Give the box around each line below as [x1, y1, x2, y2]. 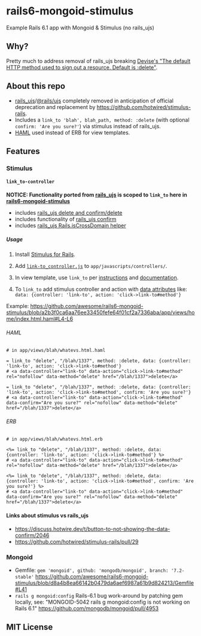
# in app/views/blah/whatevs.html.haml [6, 348, 106, 354]
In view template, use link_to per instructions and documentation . [14, 274, 179, 281]
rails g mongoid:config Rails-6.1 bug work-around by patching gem [14, 592, 184, 599]
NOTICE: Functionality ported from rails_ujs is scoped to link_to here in [6, 191, 187, 198]
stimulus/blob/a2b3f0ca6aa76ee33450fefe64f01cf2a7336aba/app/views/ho [6, 309, 196, 316]
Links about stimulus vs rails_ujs [6, 512, 89, 519]
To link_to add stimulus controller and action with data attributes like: [14, 286, 187, 293]
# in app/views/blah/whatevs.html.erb [6, 436, 103, 442]
